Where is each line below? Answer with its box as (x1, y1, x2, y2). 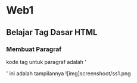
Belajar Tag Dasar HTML (6, 27, 98, 37)
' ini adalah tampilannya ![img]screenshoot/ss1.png (6, 69, 131, 77)
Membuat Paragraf (6, 45, 62, 53)
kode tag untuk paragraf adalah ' (6, 58, 86, 65)
